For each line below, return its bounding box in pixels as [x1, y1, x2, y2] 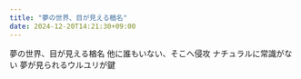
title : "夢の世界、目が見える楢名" [9, 13, 127, 23]
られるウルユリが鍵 [43, 59, 115, 70]
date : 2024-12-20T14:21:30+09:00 [9, 22, 136, 31]
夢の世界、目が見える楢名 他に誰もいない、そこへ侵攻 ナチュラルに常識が [9, 47, 285, 59]
